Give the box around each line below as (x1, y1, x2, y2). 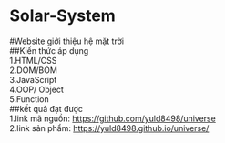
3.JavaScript (9, 74, 57, 85)
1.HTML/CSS (9, 55, 57, 66)
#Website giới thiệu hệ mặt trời (9, 36, 125, 46)
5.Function (9, 93, 49, 105)
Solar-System (9, 5, 116, 26)
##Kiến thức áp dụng (9, 45, 89, 56)
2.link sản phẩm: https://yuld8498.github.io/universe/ (9, 122, 210, 133)
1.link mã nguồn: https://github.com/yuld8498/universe (9, 113, 216, 124)
